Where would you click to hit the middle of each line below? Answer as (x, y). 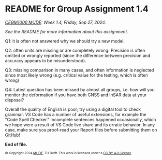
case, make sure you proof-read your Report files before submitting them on (81, 130)
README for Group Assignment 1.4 (77, 9)
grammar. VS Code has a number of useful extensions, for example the (76, 114)
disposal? (15, 100)
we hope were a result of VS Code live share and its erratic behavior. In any (80, 125)
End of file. (16, 144)
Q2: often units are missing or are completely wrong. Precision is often (75, 50)
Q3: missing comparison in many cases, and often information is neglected (80, 70)
